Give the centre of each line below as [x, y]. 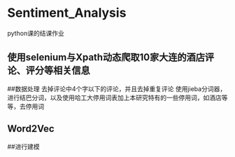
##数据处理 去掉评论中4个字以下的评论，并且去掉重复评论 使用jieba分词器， [117, 88]
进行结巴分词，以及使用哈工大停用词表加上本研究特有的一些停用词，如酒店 [114, 97]
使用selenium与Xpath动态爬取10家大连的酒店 [106, 57]
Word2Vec [31, 129]
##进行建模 [23, 146]
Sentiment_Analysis [67, 13]
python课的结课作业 [36, 33]
